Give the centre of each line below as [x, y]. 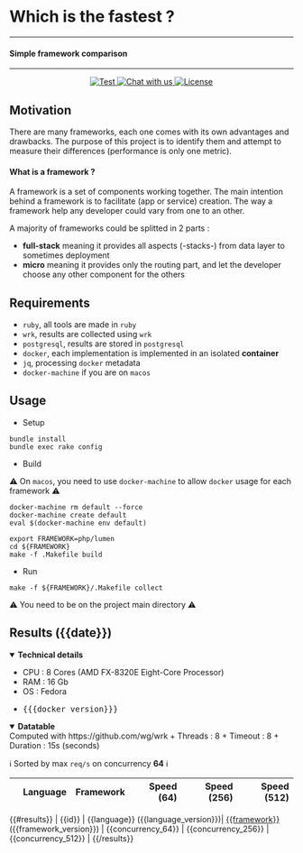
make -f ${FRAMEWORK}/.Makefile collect [87, 588]
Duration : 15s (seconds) [55, 745]
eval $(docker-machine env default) [78, 523]
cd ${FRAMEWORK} [40, 546]
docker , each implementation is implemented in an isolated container [151, 353]
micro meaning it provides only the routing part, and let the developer [151, 265]
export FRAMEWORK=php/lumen [62, 538]
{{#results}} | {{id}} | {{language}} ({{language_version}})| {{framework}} [145, 819]
